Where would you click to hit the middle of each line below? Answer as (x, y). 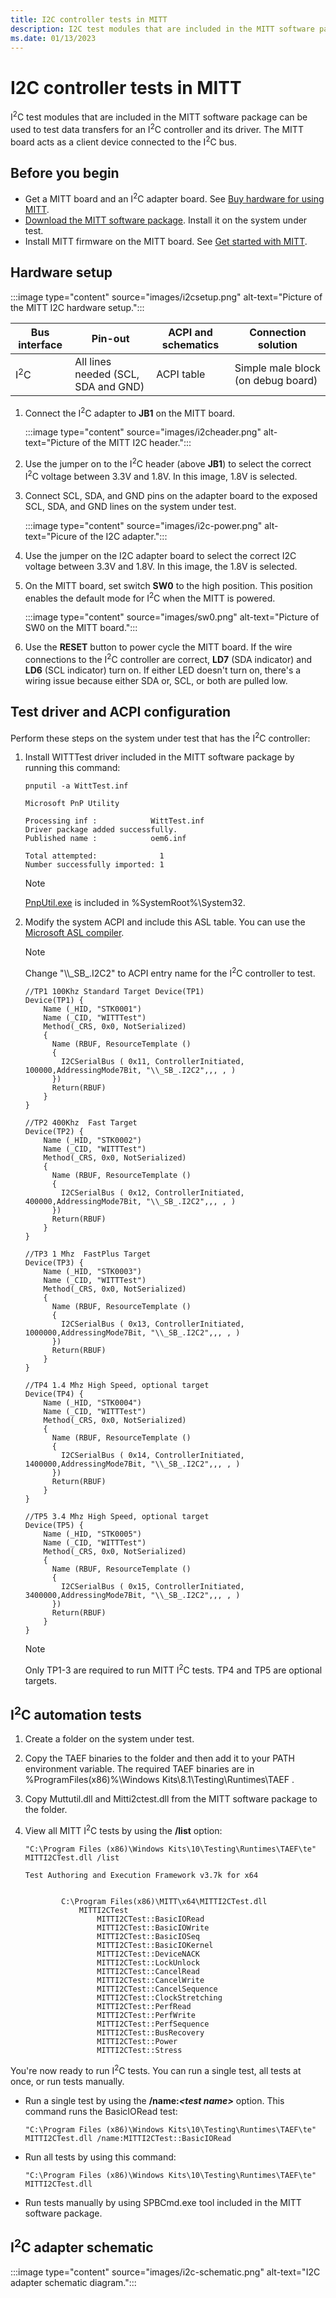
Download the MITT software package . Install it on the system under (166, 220)
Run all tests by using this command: (100, 2157)
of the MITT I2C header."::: (136, 443)
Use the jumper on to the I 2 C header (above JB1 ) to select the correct (168, 463)
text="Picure (51, 536)
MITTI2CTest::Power (137, 2042)
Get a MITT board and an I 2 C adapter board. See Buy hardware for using (174, 198)
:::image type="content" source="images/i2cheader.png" (143, 432)
